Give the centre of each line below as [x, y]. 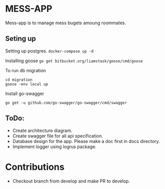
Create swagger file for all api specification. [58, 136]
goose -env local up [27, 84]
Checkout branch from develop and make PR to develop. [71, 181]
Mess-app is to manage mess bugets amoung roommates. [66, 23]
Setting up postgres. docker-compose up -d [50, 51]
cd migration [19, 80]
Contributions [35, 167]
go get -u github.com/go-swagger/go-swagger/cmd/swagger [66, 103]
